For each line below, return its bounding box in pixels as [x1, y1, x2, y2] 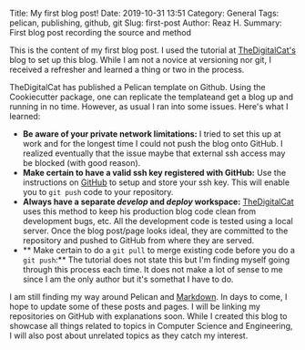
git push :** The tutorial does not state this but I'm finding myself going [22, 254, 290, 265]
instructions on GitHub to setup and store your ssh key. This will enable [22, 177, 290, 188]
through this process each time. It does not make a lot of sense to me [22, 264, 284, 274]
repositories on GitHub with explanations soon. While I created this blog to [9, 311, 289, 322]
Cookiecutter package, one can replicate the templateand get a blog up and [9, 91, 294, 102]
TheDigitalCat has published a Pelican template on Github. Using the [9, 82, 266, 92]
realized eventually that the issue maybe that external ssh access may [22, 148, 286, 159]
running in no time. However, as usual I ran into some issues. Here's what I [9, 101, 289, 112]
